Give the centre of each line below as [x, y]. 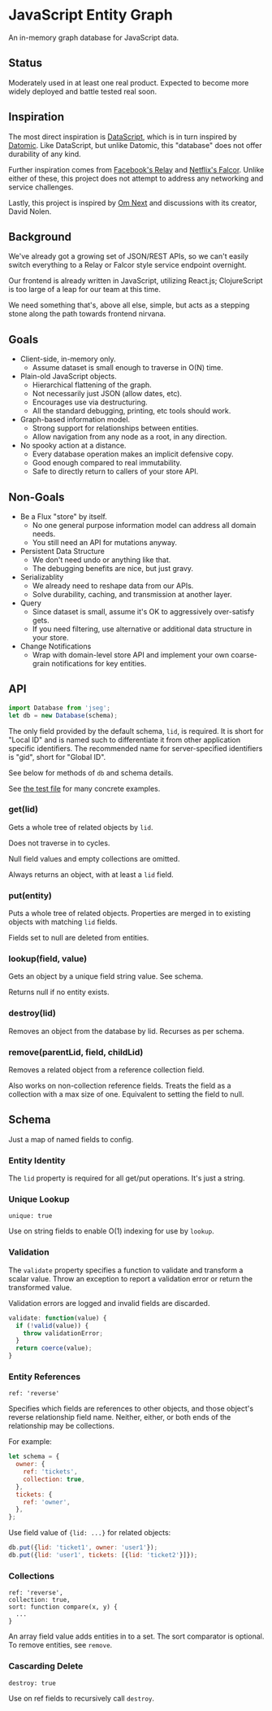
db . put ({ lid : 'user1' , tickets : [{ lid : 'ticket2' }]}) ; [103, 1556]
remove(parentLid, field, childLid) [76, 1052]
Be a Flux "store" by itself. [63, 517]
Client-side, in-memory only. [68, 359]
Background [40, 236]
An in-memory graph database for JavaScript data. [94, 37]
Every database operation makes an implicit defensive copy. [133, 454]
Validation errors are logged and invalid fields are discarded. [109, 1303]
